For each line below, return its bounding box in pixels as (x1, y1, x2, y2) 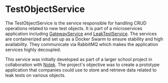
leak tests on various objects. (5, 72, 66, 78)
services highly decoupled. (5, 46, 61, 52)
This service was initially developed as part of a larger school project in (5, 56, 152, 62)
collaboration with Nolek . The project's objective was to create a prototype (5, 61, 160, 67)
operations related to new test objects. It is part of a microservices (5, 25, 143, 31)
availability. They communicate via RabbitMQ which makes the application (5, 41, 158, 47)
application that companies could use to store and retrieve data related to (5, 66, 157, 73)
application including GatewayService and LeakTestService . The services (5, 30, 157, 36)
